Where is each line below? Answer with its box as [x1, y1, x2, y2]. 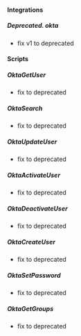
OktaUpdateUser [7, 137, 57, 146]
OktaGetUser [7, 70, 46, 79]
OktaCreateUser [7, 237, 55, 246]
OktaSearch [7, 104, 43, 112]
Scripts [7, 55, 29, 63]
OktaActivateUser [7, 171, 61, 179]
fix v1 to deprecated [17, 39, 74, 47]
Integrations [7, 6, 44, 14]
